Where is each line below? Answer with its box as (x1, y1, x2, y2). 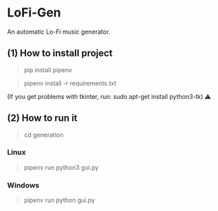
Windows (7, 180, 40, 190)
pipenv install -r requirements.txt (23, 79, 117, 87)
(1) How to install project (7, 47, 113, 59)
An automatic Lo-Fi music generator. (7, 27, 111, 36)
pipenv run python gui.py (23, 196, 95, 204)
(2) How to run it (7, 112, 77, 124)
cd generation (23, 131, 64, 139)
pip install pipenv (23, 65, 73, 74)
